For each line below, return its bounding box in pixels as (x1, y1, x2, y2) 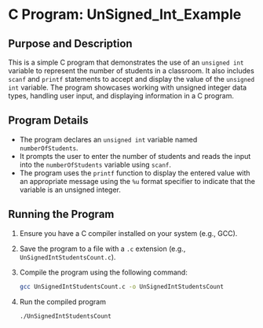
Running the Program (8, 208, 115, 221)
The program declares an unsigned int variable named (19, 135, 198, 144)
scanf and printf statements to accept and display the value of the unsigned (8, 75, 255, 83)
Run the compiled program (19, 297, 106, 306)
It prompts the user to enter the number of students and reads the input (19, 151, 251, 160)
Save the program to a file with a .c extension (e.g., (19, 244, 186, 253)
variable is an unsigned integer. (19, 185, 122, 194)
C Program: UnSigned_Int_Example (8, 6, 242, 24)
